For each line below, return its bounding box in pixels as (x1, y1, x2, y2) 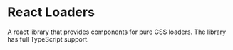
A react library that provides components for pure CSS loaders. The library (7, 27, 227, 36)
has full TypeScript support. (7, 35, 89, 43)
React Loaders (7, 4, 95, 20)
